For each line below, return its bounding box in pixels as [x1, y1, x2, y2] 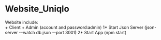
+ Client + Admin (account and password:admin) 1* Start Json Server [5, 24, 144, 30]
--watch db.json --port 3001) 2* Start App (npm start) [19, 29, 127, 35]
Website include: [5, 19, 39, 25]
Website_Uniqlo [5, 3, 70, 14]
